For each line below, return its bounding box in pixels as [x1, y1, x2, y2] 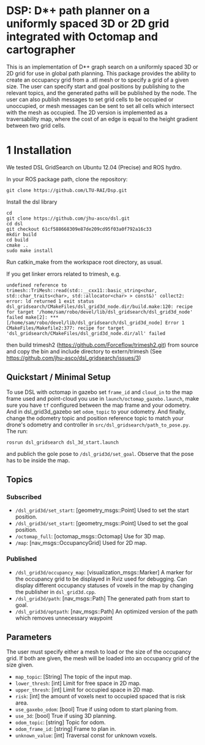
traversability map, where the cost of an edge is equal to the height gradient [6, 115, 198, 123]
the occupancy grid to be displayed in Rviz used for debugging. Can [15, 575, 187, 582]
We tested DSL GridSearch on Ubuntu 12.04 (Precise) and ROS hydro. [6, 163, 182, 171]
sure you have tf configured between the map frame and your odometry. [6, 401, 191, 409]
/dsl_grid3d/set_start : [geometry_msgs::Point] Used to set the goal [15, 520, 188, 527]
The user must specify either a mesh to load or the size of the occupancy [6, 648, 192, 655]
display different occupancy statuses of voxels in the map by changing [15, 581, 194, 589]
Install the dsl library [6, 198, 58, 206]
